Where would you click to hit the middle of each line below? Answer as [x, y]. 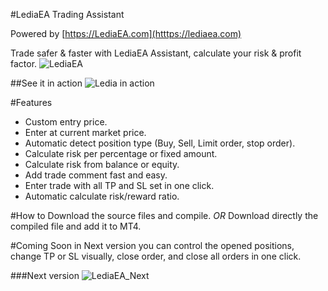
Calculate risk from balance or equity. [102, 164]
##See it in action [46, 83]
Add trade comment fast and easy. [96, 175]
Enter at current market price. [85, 132]
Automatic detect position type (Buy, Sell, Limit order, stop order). [160, 143]
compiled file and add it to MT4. [76, 226]
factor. [24, 63]
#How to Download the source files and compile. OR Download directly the [164, 215]
